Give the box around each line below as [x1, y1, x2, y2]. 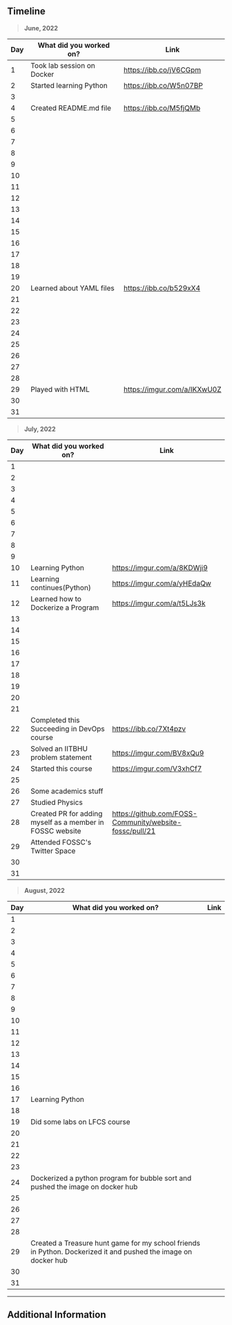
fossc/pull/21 [112, 826, 156, 835]
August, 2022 [23, 886, 65, 894]
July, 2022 [23, 425, 56, 433]
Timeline [7, 6, 46, 17]
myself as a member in [30, 817, 104, 827]
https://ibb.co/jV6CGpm [123, 65, 202, 75]
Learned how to [30, 594, 81, 603]
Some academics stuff [30, 786, 104, 796]
